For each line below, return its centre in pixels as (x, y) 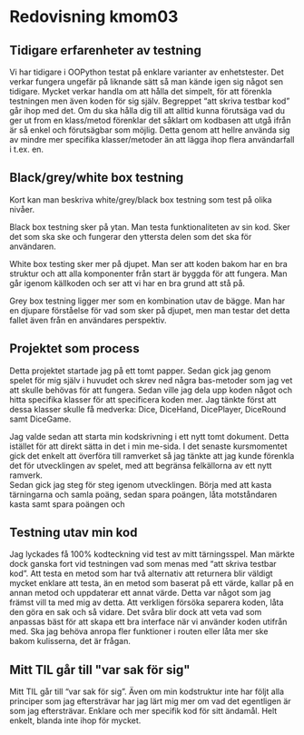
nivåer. (22, 209)
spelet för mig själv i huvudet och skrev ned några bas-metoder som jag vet (151, 380)
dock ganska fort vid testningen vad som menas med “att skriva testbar (143, 564)
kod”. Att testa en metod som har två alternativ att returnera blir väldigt (142, 573)
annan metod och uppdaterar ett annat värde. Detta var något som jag (140, 593)
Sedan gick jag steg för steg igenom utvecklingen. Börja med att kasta (141, 484)
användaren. (33, 246)
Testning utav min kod (74, 533)
